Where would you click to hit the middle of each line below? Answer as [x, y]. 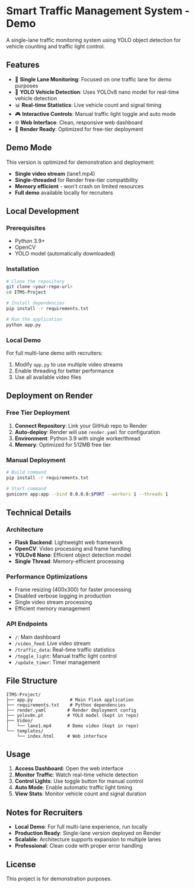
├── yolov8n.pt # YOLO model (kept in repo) [73, 715]
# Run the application [34, 319]
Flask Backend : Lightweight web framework [69, 542]
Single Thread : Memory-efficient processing [69, 561]
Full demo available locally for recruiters [64, 192]
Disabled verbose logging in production [63, 596]
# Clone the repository [36, 281]
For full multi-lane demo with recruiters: [55, 353]
